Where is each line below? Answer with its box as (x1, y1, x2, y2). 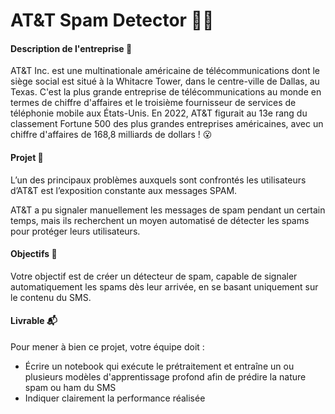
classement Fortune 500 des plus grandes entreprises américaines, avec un (10, 118, 324, 130)
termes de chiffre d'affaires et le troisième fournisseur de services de (10, 97, 297, 109)
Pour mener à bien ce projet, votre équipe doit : (10, 341, 205, 353)
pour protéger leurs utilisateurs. (10, 225, 141, 237)
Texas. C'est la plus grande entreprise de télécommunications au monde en (10, 86, 322, 98)
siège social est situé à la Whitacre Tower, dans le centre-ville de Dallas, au (10, 75, 320, 88)
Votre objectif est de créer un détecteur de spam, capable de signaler (10, 270, 298, 282)
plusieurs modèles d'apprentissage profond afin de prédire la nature (24, 371, 307, 383)
